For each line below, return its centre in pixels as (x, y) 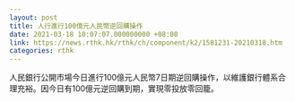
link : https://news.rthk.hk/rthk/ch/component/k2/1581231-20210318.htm (146, 42)
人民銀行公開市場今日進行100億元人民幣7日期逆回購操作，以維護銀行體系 (144, 78)
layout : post (34, 17)
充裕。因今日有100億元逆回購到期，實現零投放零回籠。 (118, 89)
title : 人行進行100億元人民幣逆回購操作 (76, 26)
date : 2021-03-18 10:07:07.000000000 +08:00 (94, 34)
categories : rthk (42, 51)
